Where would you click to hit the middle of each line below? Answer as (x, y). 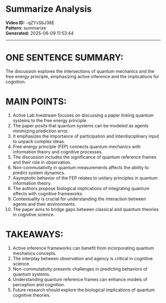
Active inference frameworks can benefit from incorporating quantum (83, 248)
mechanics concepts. (34, 253)
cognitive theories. (32, 295)
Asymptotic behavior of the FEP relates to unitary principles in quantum (85, 178)
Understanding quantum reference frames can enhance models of (80, 279)
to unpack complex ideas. (39, 141)
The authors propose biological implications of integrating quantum (81, 188)
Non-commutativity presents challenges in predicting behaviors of (80, 269)
